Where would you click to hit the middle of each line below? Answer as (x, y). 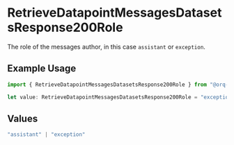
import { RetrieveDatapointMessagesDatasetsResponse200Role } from (107, 85)
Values (23, 118)
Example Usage (42, 68)
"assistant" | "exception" (46, 135)
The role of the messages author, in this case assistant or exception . (106, 46)
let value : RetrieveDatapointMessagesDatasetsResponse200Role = (102, 97)
